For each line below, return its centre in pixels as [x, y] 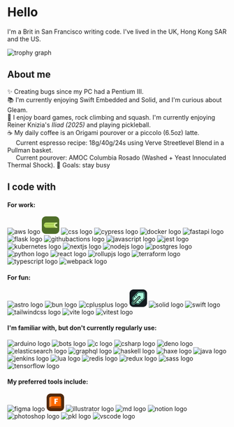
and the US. [24, 38]
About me [29, 75]
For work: [22, 204]
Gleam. [17, 110]
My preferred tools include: [48, 381]
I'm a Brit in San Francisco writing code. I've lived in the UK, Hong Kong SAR [117, 31]
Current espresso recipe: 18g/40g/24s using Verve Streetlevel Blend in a [120, 142]
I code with [32, 187]
